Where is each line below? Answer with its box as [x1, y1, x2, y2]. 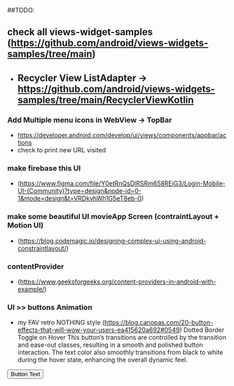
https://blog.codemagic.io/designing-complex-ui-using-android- [20, 237, 207, 245]
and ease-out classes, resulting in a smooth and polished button [17, 340, 203, 350]
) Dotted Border [179, 326, 225, 334]
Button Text [11, 371, 41, 378]
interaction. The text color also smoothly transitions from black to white [17, 348, 223, 357]
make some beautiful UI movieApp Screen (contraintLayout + [7, 212, 219, 222]
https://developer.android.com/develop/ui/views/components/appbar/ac [17, 131, 227, 140]
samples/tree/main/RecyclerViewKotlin [17, 94, 194, 106]
